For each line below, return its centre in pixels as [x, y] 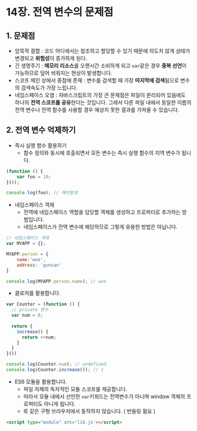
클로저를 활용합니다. [37, 293]
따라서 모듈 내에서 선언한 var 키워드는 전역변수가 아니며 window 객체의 [104, 396]
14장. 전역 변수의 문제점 [60, 12]
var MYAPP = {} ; [26, 244]
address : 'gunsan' [39, 265]
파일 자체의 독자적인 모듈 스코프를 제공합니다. [75, 389]
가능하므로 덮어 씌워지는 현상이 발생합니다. [64, 73]
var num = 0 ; [27, 316]
